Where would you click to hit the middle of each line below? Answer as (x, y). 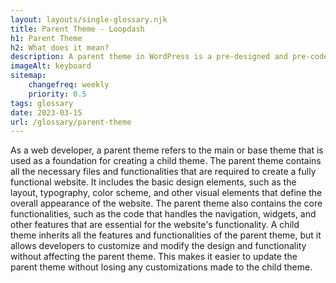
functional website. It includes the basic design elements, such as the (153, 182)
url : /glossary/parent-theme (71, 122)
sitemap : (28, 76)
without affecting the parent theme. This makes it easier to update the (154, 257)
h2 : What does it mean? (60, 47)
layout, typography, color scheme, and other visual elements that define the (166, 193)
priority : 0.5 (57, 94)
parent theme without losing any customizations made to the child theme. (161, 267)
